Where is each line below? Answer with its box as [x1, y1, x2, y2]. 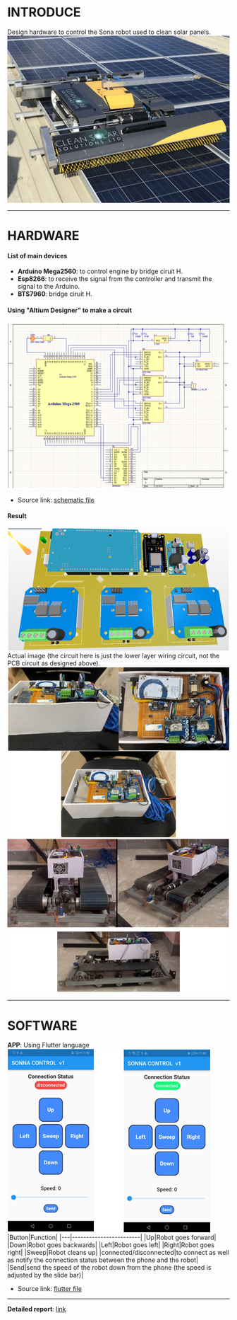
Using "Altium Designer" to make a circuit [7, 306, 133, 314]
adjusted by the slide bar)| [7, 1271, 84, 1280]
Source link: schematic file [17, 495, 95, 504]
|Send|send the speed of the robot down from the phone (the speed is [7, 1263, 212, 1272]
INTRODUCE [7, 4, 81, 21]
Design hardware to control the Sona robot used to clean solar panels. [7, 28, 212, 36]
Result [7, 512, 27, 520]
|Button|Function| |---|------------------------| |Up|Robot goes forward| [7, 1233, 217, 1242]
